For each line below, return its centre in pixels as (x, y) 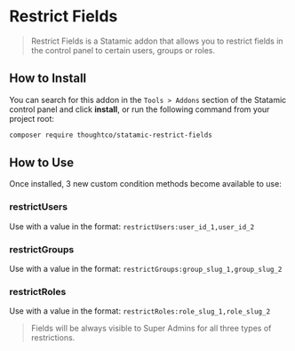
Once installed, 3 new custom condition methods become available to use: (145, 184)
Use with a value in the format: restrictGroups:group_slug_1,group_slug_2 (146, 269)
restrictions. (53, 338)
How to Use (42, 163)
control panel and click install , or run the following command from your (140, 109)
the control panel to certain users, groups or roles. (123, 50)
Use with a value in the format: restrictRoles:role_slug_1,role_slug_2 (140, 311)
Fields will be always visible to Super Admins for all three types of (151, 328)
